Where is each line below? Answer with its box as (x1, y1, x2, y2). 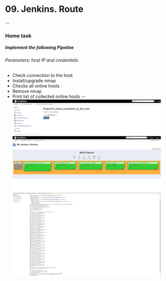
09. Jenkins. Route (5, 3, 84, 15)
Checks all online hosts (12, 83, 60, 89)
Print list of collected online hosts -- (12, 93, 85, 100)
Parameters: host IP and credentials (5, 57, 79, 63)
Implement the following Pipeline (5, 45, 74, 51)
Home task (5, 32, 32, 39)
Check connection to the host (12, 72, 73, 78)
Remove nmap (12, 88, 42, 94)
